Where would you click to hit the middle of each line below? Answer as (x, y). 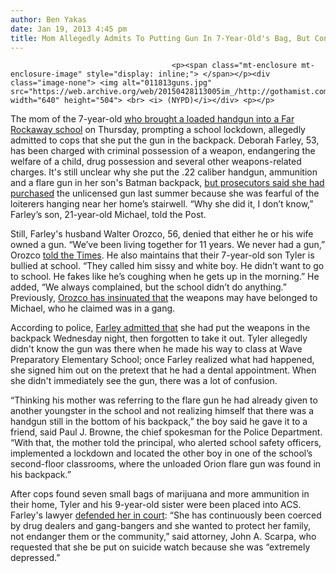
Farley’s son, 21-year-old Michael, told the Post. (108, 215)
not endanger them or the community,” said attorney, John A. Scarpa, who (163, 537)
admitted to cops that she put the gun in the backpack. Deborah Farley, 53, (165, 140)
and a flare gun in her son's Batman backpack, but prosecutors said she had (167, 183)
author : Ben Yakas (48, 19)
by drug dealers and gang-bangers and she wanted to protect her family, (161, 526)
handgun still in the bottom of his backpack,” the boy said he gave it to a (159, 422)
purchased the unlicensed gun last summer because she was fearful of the (165, 193)
